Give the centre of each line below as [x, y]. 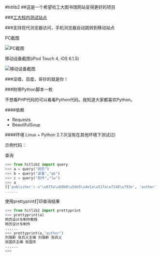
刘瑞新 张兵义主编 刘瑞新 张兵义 [33, 238]
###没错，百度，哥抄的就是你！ [37, 79]
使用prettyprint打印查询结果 [33, 201]
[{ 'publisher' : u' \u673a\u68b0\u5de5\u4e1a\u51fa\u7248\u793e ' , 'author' [81, 187]
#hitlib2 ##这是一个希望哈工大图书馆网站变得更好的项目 [60, 7]
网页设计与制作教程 [21, 219]
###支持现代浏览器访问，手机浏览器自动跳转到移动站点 [60, 28]
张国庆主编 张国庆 [21, 242]
